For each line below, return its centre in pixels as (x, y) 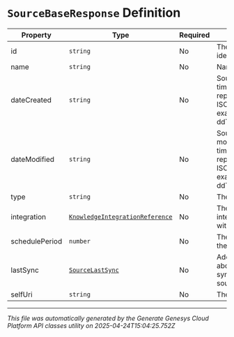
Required (195, 35)
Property (37, 35)
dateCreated (31, 100)
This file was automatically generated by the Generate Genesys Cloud (108, 318)
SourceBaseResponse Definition (94, 13)
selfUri (22, 294)
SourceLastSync (94, 270)
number (79, 241)
